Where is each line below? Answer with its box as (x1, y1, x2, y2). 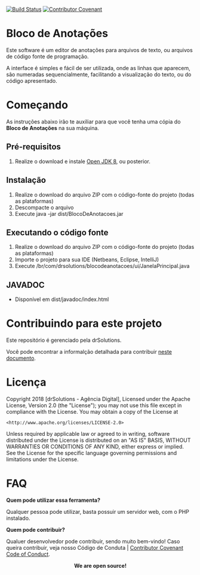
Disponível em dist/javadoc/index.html (14, 296, 109, 303)
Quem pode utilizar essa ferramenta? (6, 496, 100, 504)
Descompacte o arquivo (14, 204, 74, 211)
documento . (6, 354, 36, 362)
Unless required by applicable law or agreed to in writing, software (6, 431, 170, 437)
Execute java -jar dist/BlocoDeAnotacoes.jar (14, 210, 124, 217)
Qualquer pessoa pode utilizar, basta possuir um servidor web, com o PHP (6, 508, 190, 515)
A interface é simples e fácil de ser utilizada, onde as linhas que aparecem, (6, 64, 191, 71)
